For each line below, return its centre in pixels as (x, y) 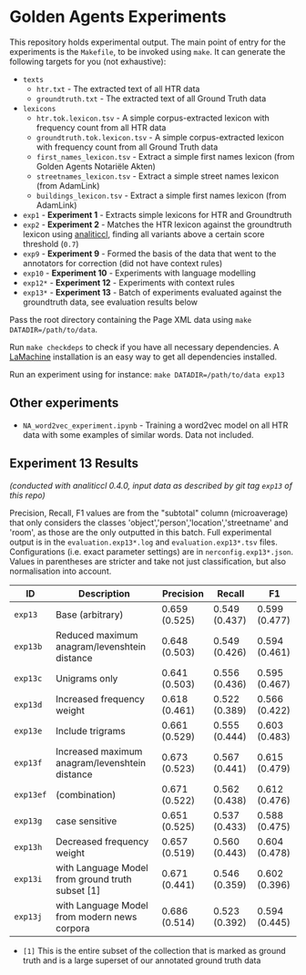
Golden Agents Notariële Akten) (96, 166)
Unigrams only (87, 679)
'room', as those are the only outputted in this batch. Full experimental (140, 532)
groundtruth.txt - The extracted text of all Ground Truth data (151, 99)
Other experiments (64, 403)
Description (104, 593)
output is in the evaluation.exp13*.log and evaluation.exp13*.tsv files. (143, 542)
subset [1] (78, 890)
